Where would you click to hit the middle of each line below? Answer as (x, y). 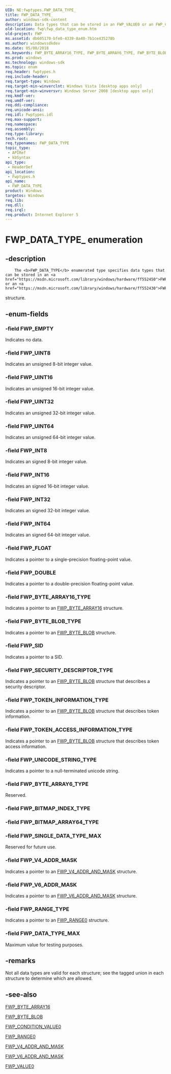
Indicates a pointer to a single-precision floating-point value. (69, 559)
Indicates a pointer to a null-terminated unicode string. (62, 771)
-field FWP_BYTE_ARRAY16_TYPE (48, 597)
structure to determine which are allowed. (49, 978)
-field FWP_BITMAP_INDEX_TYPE (48, 808)
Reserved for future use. (31, 847)
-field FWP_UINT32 (30, 402)
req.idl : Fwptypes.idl (29, 115)
